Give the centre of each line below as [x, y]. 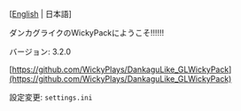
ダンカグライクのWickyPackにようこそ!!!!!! [87, 33]
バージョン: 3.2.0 [40, 52]
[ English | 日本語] [41, 14]
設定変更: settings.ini [51, 97]
